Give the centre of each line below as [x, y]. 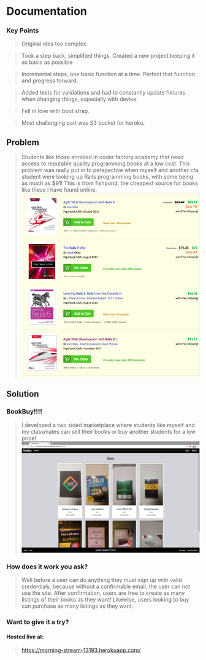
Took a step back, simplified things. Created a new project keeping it [108, 56]
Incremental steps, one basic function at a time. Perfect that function [108, 74]
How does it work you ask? [47, 567]
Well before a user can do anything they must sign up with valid [101, 580]
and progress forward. [50, 81]
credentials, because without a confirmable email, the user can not [106, 586]
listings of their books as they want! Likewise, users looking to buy [105, 599]
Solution [23, 394]
